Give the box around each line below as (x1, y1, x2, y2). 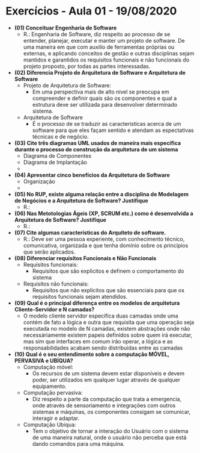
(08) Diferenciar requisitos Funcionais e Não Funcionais (14, 254, 157, 261)
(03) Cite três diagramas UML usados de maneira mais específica (14, 139, 181, 146)
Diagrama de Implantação (23, 158, 88, 166)
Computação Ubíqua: (23, 420, 76, 428)
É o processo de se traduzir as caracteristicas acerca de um (32, 120, 181, 127)
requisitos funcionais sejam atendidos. (32, 293, 128, 300)
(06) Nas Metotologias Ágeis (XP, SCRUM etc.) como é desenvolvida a (14, 210, 193, 217)
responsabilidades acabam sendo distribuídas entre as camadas (23, 344, 183, 351)
